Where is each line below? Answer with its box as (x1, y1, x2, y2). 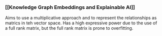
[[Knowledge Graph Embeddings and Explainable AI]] (5, 4, 135, 11)
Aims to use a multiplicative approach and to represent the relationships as (5, 15, 157, 21)
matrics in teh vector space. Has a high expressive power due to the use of (5, 20, 158, 26)
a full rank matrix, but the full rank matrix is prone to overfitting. (5, 25, 133, 31)
